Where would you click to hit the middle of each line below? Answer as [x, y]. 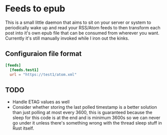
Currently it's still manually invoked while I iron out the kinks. [67, 38]
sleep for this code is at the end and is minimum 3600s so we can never [86, 118]
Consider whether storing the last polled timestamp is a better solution [84, 107]
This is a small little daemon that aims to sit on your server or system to [78, 22]
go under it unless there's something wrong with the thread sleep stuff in [87, 123]
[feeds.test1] [24, 70]
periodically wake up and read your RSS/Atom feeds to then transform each [83, 27]
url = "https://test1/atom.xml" [43, 74]
